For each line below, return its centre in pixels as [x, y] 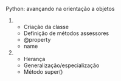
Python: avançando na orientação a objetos [60, 9]
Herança [34, 59]
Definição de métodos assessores [66, 33]
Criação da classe [46, 27]
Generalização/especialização [61, 65]
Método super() [43, 72]
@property [37, 40]
